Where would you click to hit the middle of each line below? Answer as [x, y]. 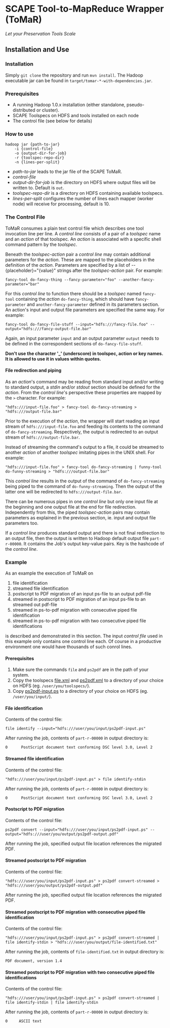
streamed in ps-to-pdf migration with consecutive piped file [75, 610]
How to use [19, 134]
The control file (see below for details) [52, 121]
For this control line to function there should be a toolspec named [73, 293]
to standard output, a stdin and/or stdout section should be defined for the [83, 387]
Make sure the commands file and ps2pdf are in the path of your [80, 669]
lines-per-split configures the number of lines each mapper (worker [83, 199]
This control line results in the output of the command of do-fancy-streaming [85, 481]
